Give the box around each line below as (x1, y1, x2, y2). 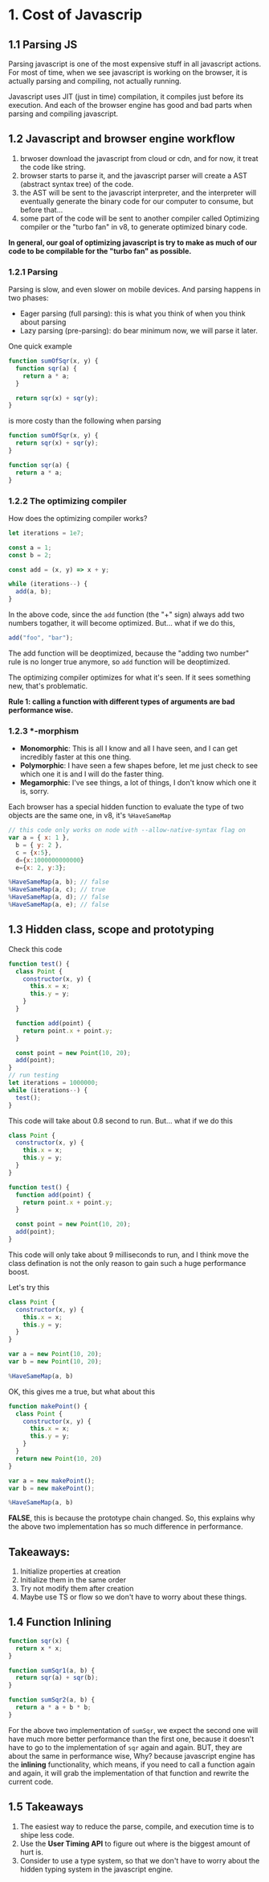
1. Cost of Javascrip (8, 6, 143, 24)
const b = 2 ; (8, 551, 52, 559)
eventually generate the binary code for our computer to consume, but (19, 196, 254, 206)
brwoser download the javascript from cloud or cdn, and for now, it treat (19, 153, 259, 163)
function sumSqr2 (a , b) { (8, 1696, 95, 1704)
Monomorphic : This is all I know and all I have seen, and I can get (19, 743, 238, 754)
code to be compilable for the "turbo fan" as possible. (8, 246, 192, 255)
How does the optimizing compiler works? (8, 513, 148, 523)
